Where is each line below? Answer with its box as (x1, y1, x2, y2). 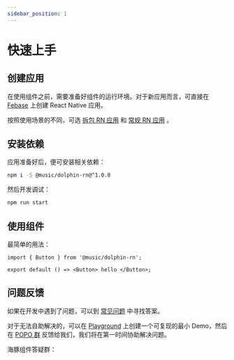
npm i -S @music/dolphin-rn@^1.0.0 (7, 172, 111, 179)
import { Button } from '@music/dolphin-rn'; (7, 254, 142, 261)
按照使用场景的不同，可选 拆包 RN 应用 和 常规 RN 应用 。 (7, 116, 173, 124)
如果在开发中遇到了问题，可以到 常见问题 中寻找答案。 (7, 306, 164, 315)
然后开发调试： (7, 186, 50, 194)
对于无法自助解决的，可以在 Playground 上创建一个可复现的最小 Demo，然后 (7, 322, 228, 330)
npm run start (7, 200, 49, 207)
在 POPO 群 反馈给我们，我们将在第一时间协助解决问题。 (7, 330, 171, 338)
